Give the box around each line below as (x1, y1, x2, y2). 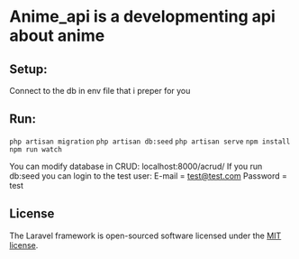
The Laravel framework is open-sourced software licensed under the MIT (9, 230, 282, 241)
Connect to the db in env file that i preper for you (9, 86, 191, 96)
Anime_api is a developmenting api (9, 6, 276, 27)
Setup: (9, 61, 48, 77)
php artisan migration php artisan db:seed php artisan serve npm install (9, 137, 291, 146)
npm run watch (9, 144, 63, 154)
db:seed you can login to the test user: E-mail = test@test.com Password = (9, 170, 288, 181)
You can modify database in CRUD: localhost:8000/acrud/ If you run (9, 161, 263, 171)
